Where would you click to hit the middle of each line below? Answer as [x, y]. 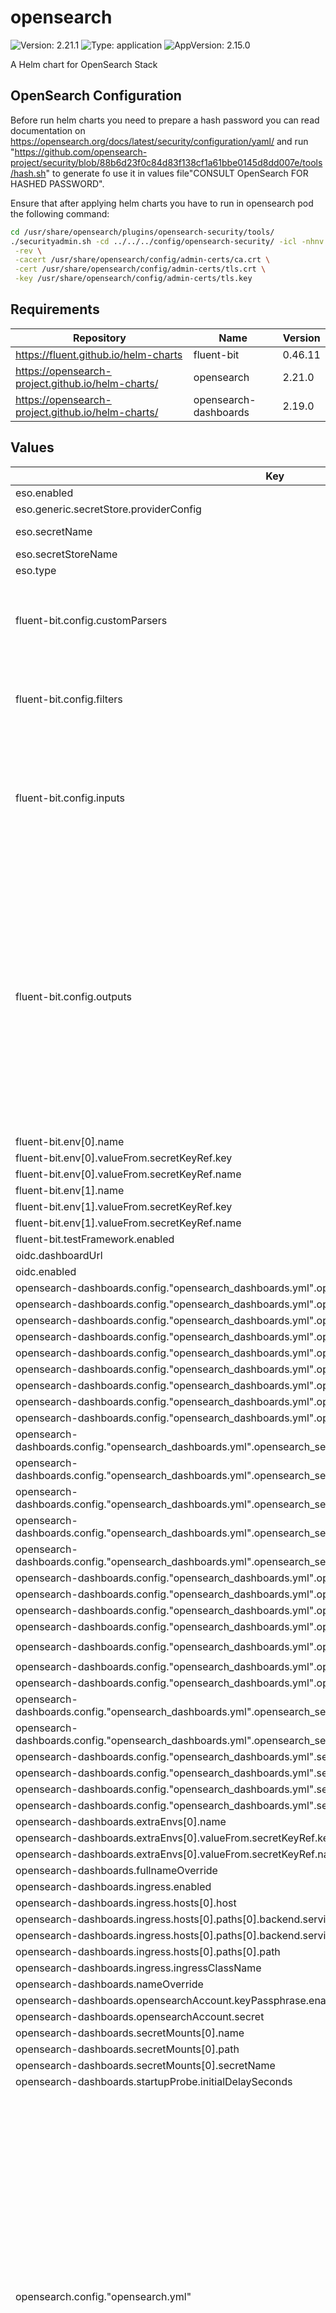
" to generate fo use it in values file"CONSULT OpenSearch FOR [177, 173]
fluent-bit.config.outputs [74, 996]
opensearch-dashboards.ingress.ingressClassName [138, 1968]
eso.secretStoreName [66, 554]
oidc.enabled [46, 1271]
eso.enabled [44, 493]
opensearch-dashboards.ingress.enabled [113, 1886]
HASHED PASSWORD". [57, 183]
